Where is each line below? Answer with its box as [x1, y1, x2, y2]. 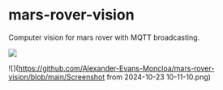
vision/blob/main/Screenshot [8, 71, 105, 82]
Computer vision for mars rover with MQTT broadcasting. [8, 32, 200, 42]
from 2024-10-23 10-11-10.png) [106, 71, 211, 82]
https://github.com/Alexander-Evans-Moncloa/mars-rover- [18, 63, 215, 73]
